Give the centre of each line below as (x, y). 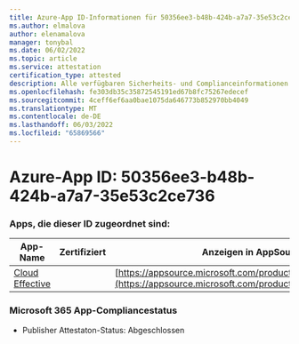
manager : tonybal (41, 42)
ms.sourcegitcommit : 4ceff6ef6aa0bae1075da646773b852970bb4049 (129, 100)
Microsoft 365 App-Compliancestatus (93, 310)
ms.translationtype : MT (53, 108)
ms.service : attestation (55, 68)
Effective (32, 284)
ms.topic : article (43, 59)
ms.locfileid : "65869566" (57, 133)
